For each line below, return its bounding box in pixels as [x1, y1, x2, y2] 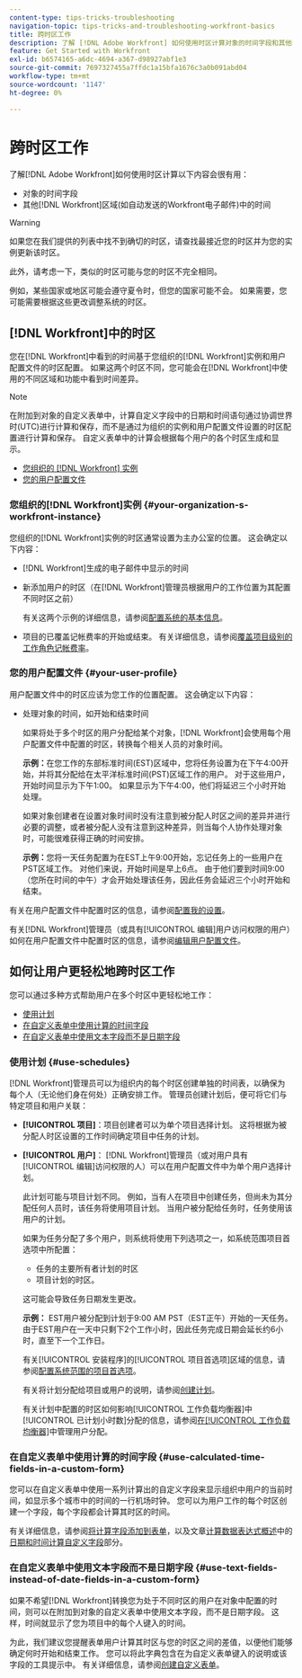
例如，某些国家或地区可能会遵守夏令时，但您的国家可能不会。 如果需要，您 [9, 285, 288, 297]
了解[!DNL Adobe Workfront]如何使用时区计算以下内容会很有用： [9, 169, 250, 180]
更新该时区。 [16, 247, 65, 258]
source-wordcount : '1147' [9, 80, 106, 89]
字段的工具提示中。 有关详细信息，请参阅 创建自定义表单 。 [9, 1659, 225, 1670]
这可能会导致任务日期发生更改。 [22, 1293, 141, 1304]
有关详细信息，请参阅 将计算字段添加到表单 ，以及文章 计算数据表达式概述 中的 [9, 1525, 293, 1537]
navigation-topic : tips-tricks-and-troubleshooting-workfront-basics [9, 22, 276, 31]
